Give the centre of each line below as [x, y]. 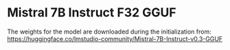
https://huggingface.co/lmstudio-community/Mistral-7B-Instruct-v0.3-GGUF [115, 38]
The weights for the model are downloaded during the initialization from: [109, 32]
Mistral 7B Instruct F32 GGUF [92, 13]
